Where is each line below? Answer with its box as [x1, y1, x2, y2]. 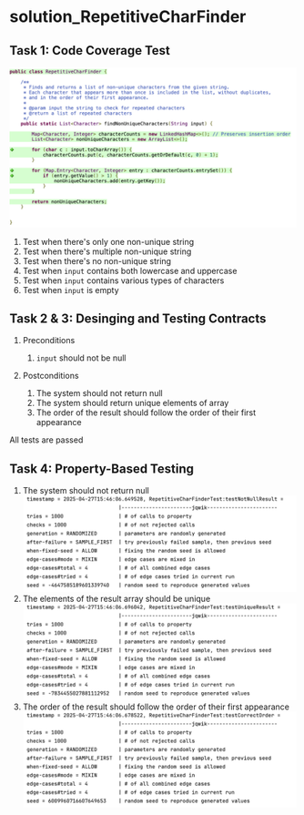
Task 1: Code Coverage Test [9, 43, 171, 58]
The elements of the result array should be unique [22, 593, 211, 604]
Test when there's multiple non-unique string [22, 246, 192, 257]
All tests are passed [9, 434, 84, 445]
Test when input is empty [22, 284, 120, 295]
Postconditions [22, 371, 79, 382]
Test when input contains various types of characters [22, 275, 225, 286]
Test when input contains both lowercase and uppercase [22, 265, 238, 276]
